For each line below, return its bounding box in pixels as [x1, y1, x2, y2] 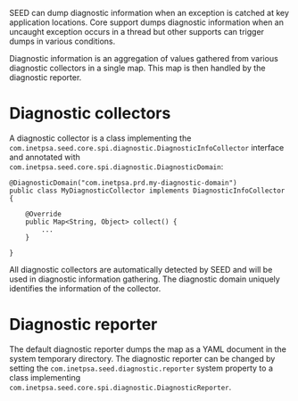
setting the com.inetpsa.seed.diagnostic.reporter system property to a [9, 363, 274, 373]
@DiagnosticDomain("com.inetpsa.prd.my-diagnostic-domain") [9, 178, 238, 187]
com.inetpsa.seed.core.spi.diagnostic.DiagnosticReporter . [9, 381, 232, 392]
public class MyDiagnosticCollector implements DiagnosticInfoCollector [9, 186, 286, 195]
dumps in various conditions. [9, 36, 116, 46]
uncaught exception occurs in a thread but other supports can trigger [9, 27, 265, 37]
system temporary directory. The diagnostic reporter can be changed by [9, 353, 276, 364]
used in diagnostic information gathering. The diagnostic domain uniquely [9, 274, 281, 284]
